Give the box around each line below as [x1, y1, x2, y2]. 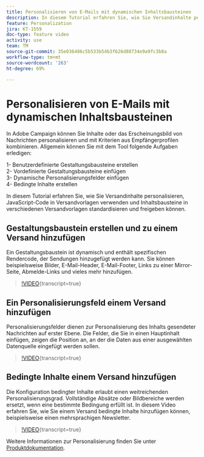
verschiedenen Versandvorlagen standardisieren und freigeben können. [6, 205, 186, 213]
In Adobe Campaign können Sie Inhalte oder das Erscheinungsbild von [6, 130, 183, 138]
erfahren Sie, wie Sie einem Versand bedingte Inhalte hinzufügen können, [6, 407, 191, 414]
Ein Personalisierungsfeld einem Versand [6, 298, 166, 308]
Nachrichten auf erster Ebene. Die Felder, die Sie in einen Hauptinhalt [6, 329, 180, 337]
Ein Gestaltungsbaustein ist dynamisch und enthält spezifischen [6, 249, 166, 256]
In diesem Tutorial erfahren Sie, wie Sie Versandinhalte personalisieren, [6, 192, 185, 200]
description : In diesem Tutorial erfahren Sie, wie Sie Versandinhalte [6, 15, 191, 21]
